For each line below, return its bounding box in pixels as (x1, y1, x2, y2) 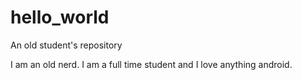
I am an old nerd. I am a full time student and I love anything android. (10, 58, 293, 70)
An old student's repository (10, 39, 123, 51)
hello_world (10, 6, 110, 29)
